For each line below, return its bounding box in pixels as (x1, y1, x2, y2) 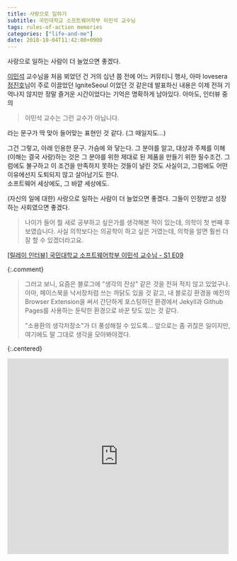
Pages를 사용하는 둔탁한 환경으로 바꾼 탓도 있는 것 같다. (24, 306, 179, 315)
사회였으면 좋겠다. (20, 203, 70, 212)
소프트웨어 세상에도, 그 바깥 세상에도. (7, 179, 110, 188)
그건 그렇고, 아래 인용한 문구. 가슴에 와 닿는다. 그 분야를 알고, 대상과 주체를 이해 (7, 144, 226, 152)
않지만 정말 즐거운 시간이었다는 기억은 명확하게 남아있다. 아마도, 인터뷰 (25, 90, 221, 98)
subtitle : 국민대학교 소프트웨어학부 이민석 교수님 (7, 17, 136, 24)
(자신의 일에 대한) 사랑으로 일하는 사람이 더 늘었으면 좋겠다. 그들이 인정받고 (7, 194, 214, 203)
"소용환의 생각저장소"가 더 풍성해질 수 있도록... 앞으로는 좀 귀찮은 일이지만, (24, 322, 231, 330)
